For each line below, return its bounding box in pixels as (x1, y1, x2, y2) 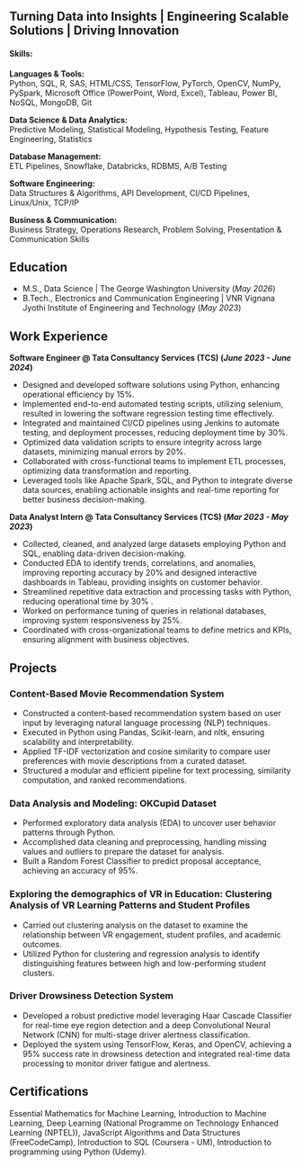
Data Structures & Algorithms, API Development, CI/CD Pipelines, (9, 187, 250, 198)
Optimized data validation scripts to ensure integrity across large (22, 437, 262, 448)
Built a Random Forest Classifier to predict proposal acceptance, (22, 856, 262, 866)
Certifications (9, 1084, 89, 1099)
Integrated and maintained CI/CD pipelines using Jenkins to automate (22, 417, 280, 428)
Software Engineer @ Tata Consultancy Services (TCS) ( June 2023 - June (9, 353, 292, 363)
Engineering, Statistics (9, 133, 93, 144)
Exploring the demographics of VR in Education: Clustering (9, 888, 272, 901)
